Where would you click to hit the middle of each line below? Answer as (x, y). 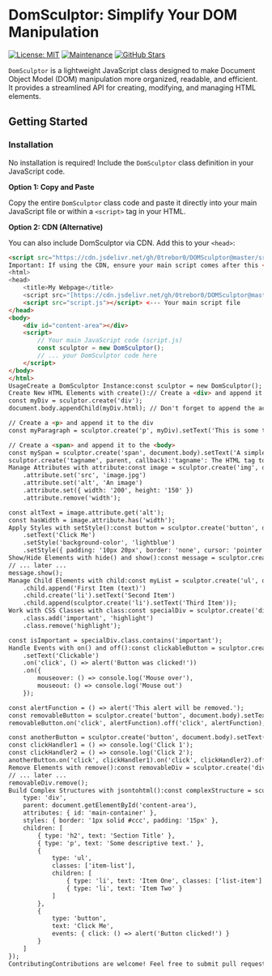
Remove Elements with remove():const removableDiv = (99, 767)
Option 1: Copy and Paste (51, 187)
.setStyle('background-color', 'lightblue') (99, 543)
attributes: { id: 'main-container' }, (90, 813)
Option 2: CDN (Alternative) (56, 227)
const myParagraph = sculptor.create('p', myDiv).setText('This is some (134, 430)
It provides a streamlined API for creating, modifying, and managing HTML (132, 88)
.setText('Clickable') (61, 656)
